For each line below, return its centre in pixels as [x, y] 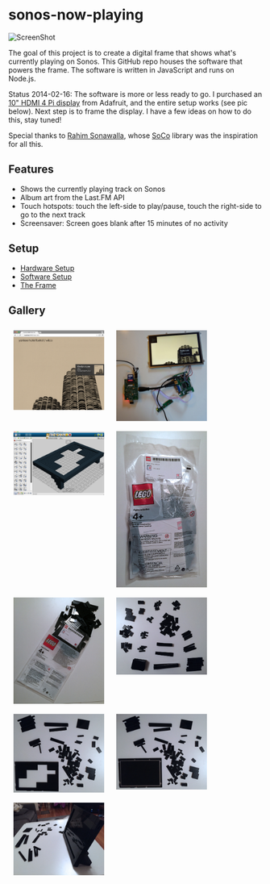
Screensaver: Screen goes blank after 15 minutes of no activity [124, 223]
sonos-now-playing [76, 15]
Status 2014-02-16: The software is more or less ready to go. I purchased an [135, 94]
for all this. [26, 144]
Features [31, 170]
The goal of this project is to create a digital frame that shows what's [122, 52]
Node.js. [22, 78]
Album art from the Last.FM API [72, 197]
